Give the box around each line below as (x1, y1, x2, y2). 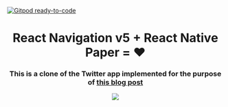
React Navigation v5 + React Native (12, 31, 218, 46)
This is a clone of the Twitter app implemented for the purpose (9, 69, 222, 78)
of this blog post (87, 78, 144, 87)
